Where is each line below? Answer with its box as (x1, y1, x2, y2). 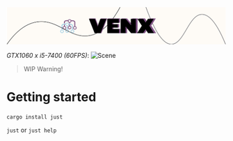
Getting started (6, 89, 97, 105)
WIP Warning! (23, 65, 63, 73)
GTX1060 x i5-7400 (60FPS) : (6, 52, 90, 60)
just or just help (6, 126, 57, 135)
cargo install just (6, 114, 63, 121)
